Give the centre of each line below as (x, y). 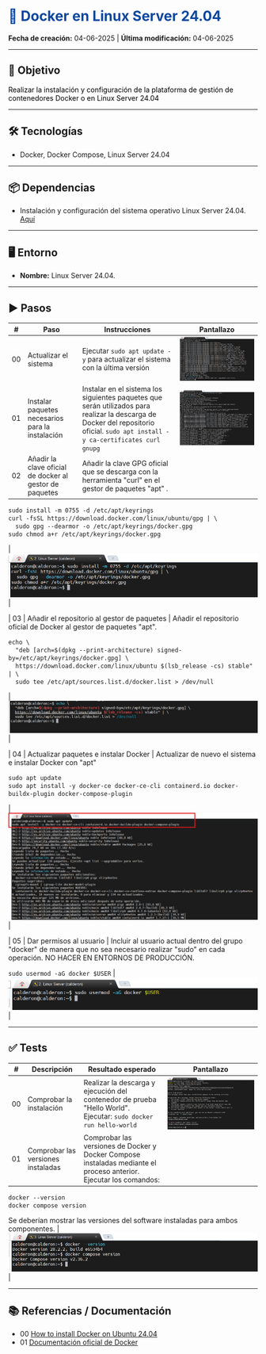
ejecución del (106, 1091)
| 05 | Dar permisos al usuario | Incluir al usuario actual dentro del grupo (125, 941)
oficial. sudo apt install (122, 430)
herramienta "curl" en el (121, 480)
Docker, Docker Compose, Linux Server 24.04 (95, 155)
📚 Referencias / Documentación (90, 1311)
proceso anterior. (112, 1172)
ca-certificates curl (125, 440)
